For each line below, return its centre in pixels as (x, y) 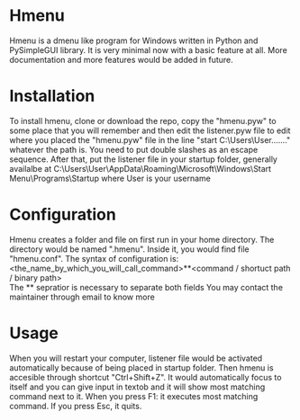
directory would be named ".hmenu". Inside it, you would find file (129, 249)
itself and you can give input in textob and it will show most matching (137, 387)
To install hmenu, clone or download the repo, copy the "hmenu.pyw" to (143, 121)
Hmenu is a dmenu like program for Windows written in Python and (134, 40)
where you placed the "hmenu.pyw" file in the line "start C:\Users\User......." (150, 139)
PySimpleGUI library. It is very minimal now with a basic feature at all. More (149, 49)
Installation (52, 96)
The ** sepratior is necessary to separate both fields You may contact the (146, 287)
